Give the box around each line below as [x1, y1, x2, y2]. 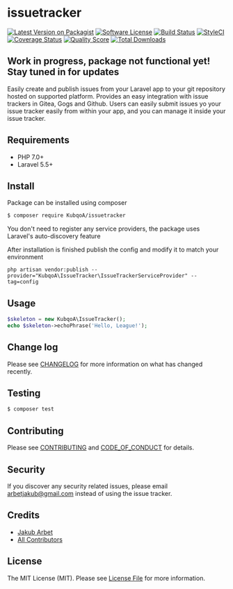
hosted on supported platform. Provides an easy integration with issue [7, 92, 209, 100]
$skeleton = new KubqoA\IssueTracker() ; [7, 316, 127, 323]
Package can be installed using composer [7, 199, 127, 207]
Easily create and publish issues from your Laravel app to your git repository [7, 85, 226, 93]
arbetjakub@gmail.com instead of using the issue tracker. [7, 489, 172, 497]
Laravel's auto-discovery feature [7, 232, 101, 240]
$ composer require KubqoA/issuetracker [7, 212, 127, 219]
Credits [7, 509, 40, 522]
